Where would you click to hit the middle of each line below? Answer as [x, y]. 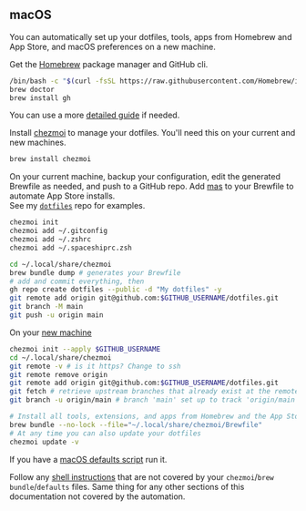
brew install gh [40, 98]
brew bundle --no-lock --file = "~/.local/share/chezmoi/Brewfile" [136, 424]
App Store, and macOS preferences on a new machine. [113, 46]
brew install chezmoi [51, 159]
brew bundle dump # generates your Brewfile [95, 272]
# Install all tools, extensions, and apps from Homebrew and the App [146, 417]
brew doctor [32, 89]
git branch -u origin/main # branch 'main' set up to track [126, 400]
